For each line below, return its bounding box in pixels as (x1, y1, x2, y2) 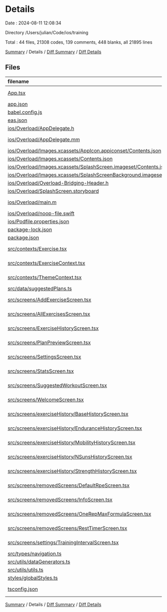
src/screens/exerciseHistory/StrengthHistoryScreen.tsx (7, 467, 137, 474)
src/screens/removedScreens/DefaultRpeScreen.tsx (7, 482, 130, 489)
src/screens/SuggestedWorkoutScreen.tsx (7, 382, 107, 388)
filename (7, 78, 29, 85)
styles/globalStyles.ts (7, 574, 58, 581)
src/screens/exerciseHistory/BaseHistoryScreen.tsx (7, 410, 129, 417)
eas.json (7, 117, 27, 124)
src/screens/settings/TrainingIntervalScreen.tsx (7, 539, 119, 546)
